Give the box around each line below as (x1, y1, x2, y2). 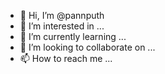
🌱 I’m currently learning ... (19, 31, 127, 42)
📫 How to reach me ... (19, 53, 113, 64)
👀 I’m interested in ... (19, 20, 105, 32)
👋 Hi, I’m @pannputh (19, 10, 105, 21)
